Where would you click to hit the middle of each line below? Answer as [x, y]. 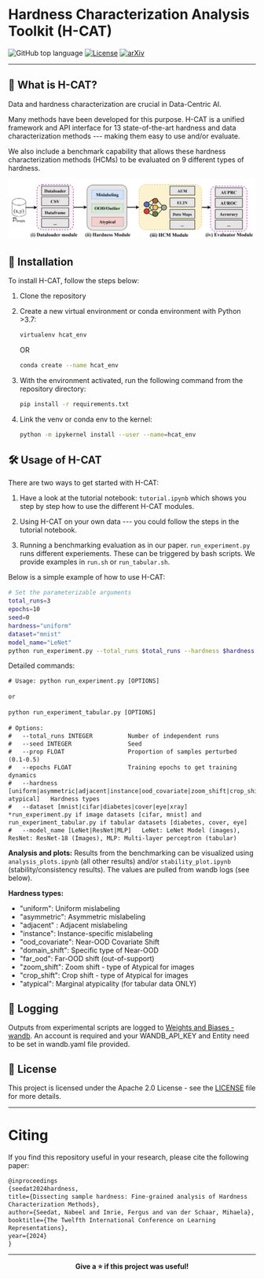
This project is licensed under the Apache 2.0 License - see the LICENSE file [132, 1088]
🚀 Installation [41, 262]
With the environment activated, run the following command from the [131, 380]
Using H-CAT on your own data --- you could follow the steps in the [129, 522]
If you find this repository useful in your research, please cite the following [128, 1157]
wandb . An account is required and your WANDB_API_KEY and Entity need [129, 1036]
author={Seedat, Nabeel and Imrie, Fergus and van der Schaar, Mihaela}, [132, 1212]
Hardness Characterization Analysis [129, 15]
